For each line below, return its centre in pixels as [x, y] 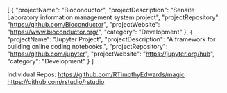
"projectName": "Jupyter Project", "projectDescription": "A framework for [111, 39]
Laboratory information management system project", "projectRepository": [114, 17]
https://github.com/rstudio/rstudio [56, 82]
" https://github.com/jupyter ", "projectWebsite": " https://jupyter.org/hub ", [111, 54]
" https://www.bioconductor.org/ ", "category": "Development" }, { [100, 32]
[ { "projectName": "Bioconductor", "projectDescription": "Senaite [101, 10]
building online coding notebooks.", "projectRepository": [87, 46]
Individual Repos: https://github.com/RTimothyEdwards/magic [96, 74]
